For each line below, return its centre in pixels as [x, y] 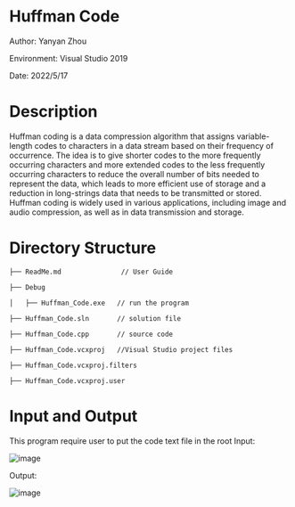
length [21, 145]
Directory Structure [83, 248]
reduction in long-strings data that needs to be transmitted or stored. [135, 192]
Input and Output [74, 416]
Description [53, 112]
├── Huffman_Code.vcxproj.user [67, 380]
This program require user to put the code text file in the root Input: [132, 441]
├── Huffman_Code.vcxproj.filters [74, 365]
